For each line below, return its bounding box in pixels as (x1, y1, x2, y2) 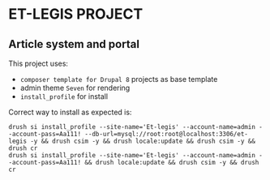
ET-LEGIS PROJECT (8, 5, 144, 24)
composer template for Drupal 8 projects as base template (19, 75, 218, 84)
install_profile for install (19, 92, 108, 101)
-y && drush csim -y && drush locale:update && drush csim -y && (29, 137, 255, 145)
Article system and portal (8, 37, 140, 51)
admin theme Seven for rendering (19, 83, 131, 92)
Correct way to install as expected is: (8, 107, 132, 117)
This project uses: (8, 58, 69, 68)
